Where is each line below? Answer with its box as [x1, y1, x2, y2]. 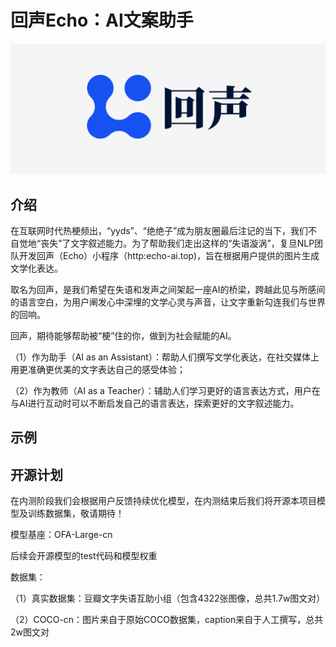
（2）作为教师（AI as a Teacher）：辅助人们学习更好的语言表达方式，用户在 [10, 384, 321, 396]
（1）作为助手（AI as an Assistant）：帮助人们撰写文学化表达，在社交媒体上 [10, 351, 320, 363]
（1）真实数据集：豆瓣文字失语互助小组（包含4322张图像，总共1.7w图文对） [10, 592, 326, 605]
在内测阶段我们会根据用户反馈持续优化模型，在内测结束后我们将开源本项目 [10, 495, 317, 507]
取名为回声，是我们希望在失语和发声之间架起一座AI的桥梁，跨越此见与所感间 [10, 283, 326, 295]
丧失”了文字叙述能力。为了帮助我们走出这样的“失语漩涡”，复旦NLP [40, 237, 315, 249]
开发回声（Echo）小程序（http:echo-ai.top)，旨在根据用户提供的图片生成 [18, 249, 320, 261]
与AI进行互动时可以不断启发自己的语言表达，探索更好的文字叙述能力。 [10, 397, 300, 409]
